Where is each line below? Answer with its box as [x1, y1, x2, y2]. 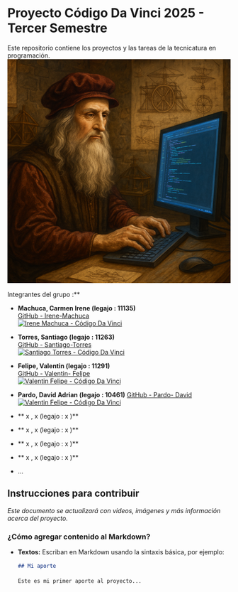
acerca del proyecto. [7, 514, 69, 522]
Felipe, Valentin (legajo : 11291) [17, 361, 110, 370]
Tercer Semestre [7, 20, 108, 36]
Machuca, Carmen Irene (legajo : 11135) [17, 303, 136, 312]
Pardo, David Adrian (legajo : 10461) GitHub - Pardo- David [17, 390, 193, 399]
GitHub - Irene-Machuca [17, 311, 90, 320]
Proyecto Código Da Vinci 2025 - [7, 5, 205, 21]
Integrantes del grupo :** [7, 290, 80, 298]
